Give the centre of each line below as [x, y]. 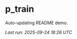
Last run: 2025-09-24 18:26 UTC [39, 32]
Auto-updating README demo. [37, 23]
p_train [20, 9]
